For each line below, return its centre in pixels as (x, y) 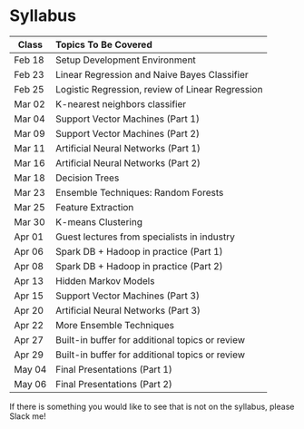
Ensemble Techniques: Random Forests (140, 192)
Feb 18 (29, 60)
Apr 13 (29, 280)
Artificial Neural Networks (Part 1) (128, 148)
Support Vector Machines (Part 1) (127, 119)
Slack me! (28, 416)
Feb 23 (29, 74)
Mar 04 (29, 119)
